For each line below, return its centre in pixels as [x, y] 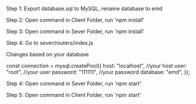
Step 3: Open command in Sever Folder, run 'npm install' [75, 31]
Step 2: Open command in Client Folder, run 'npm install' [75, 20]
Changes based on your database [48, 54]
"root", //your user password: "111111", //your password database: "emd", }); [98, 72]
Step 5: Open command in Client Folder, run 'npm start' [74, 95]
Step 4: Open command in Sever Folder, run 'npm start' [74, 83]
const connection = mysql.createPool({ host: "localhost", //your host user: [97, 66]
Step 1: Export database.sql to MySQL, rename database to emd [84, 9]
